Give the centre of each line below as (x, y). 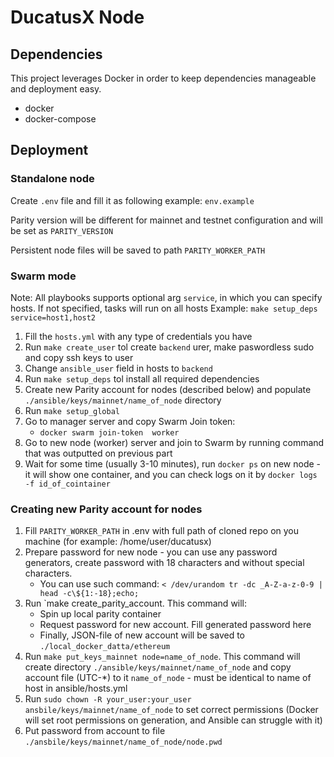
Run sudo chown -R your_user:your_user (108, 699)
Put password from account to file (95, 731)
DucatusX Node (77, 17)
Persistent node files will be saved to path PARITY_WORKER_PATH (138, 250)
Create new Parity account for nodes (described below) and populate (168, 389)
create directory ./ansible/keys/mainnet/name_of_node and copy (158, 667)
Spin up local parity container (100, 614)
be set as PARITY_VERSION (62, 230)
